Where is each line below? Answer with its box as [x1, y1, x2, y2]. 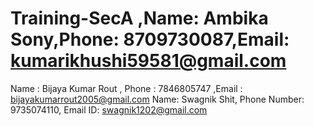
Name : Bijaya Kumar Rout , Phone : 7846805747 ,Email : [10, 82, 243, 94]
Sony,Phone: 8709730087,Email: [10, 28, 290, 51]
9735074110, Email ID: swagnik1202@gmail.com [10, 103, 208, 116]
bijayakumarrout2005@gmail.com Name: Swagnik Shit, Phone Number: [10, 93, 305, 105]
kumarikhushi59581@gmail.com [10, 50, 287, 72]
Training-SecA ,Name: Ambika [10, 7, 269, 30]
